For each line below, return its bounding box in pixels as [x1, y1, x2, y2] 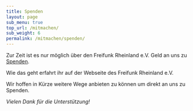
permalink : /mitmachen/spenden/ [6, 36, 85, 41]
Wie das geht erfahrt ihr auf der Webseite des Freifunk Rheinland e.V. [6, 70, 174, 76]
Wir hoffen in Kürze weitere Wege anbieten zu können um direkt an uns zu [6, 81, 186, 88]
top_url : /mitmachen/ [6, 25, 59, 31]
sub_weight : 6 [6, 30, 41, 36]
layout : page [6, 14, 38, 20]
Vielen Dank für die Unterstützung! [6, 98, 90, 105]
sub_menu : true [6, 19, 43, 25]
